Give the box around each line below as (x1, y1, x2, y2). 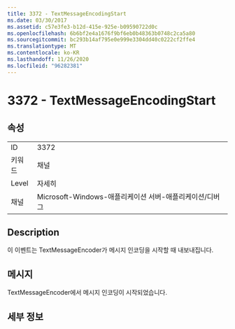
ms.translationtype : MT (7, 43, 77, 50)
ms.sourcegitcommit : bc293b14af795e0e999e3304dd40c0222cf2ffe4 (7, 36, 196, 43)
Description (7, 227, 59, 239)
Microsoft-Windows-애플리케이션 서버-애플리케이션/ (37, 192, 208, 202)
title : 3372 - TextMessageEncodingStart (7, 10, 127, 17)
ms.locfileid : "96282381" (7, 62, 83, 69)
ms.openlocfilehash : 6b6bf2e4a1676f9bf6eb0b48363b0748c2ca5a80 (7, 29, 196, 37)
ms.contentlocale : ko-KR (7, 50, 80, 57)
